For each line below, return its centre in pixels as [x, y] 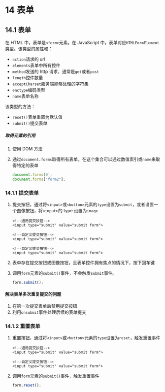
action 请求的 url [29, 59]
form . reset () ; [27, 385]
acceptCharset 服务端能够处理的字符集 [50, 84]
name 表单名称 [25, 96]
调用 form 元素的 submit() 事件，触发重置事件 [56, 376]
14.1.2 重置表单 [23, 327]
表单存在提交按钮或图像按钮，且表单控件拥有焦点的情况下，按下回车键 [83, 263]
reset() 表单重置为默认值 [37, 117]
